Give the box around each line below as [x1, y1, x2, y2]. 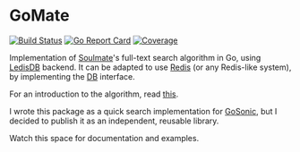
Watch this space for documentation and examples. [9, 132, 200, 143]
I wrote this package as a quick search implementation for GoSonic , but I [9, 106, 278, 116]
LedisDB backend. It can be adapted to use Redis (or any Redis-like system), [9, 62, 292, 72]
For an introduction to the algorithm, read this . [9, 89, 179, 99]
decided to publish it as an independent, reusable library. [9, 115, 219, 126]
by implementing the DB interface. [9, 71, 136, 81]
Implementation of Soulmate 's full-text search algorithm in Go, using [9, 52, 261, 63]
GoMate [9, 5, 70, 26]
